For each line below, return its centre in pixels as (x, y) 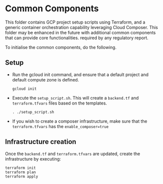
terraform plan (21, 172)
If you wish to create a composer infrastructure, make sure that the (80, 121)
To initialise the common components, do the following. (61, 47)
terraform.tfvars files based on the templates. (59, 103)
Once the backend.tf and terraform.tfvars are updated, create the (73, 154)
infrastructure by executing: (33, 159)
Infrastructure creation (41, 142)
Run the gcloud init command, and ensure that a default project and (80, 75)
